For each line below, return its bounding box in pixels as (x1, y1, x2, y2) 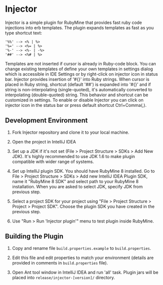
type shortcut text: (5, 30, 42, 36)
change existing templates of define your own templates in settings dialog (5, 66, 153, 72)
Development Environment (5, 116, 88, 125)
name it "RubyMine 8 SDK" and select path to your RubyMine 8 (12, 178, 139, 184)
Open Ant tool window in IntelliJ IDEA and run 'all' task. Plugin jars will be (12, 269, 159, 275)
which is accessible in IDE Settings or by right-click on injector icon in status (5, 71, 158, 77)
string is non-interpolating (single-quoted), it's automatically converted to (5, 86, 152, 92)
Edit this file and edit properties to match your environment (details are (12, 255, 154, 261)
